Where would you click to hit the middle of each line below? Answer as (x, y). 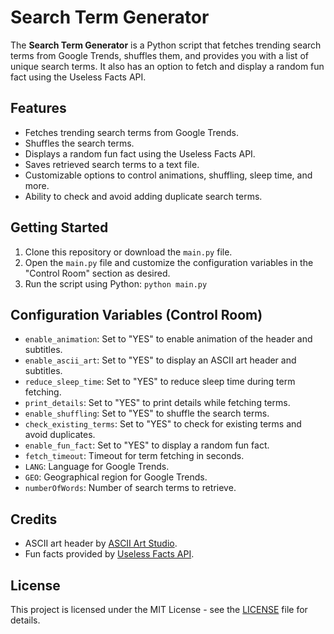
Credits (34, 519)
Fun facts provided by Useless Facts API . (109, 554)
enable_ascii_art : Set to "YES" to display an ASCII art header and (160, 360)
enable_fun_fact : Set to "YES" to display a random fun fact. (147, 445)
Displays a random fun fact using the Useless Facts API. (140, 153)
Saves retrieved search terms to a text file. (112, 164)
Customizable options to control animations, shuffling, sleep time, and (168, 175)
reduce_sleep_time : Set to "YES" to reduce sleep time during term (160, 382)
